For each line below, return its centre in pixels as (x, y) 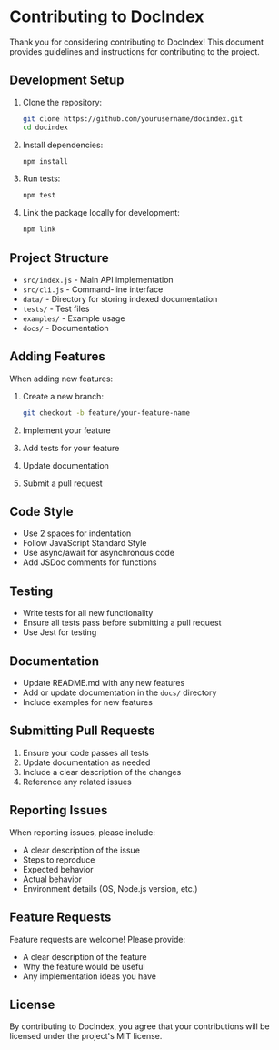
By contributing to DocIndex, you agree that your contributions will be (139, 1026)
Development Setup (67, 81)
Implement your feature (66, 430)
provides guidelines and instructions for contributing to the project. (135, 51)
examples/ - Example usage (74, 318)
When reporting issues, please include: (83, 832)
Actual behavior (52, 879)
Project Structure (59, 258)
